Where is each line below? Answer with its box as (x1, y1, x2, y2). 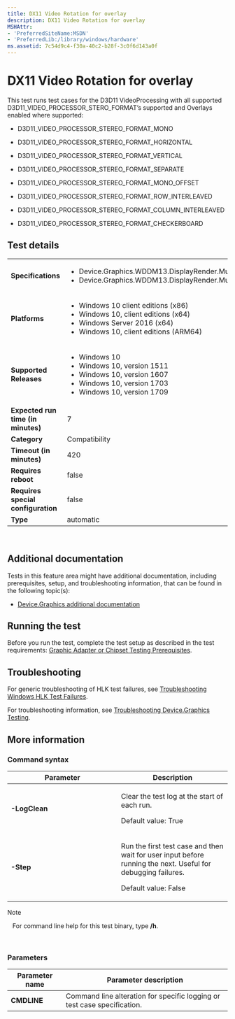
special (10, 494, 36, 504)
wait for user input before (121, 850, 204, 860)
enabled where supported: (7, 111, 84, 119)
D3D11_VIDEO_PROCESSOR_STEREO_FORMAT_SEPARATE (17, 165, 185, 173)
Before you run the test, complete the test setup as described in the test (7, 639, 215, 647)
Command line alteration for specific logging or (65, 991, 220, 1001)
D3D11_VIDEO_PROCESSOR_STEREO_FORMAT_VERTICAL (17, 151, 183, 159)
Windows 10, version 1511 (78, 361, 169, 371)
